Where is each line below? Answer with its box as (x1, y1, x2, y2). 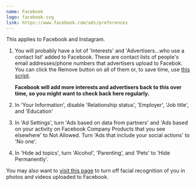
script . (14, 72, 31, 80)
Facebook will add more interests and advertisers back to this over (14, 84, 182, 91)
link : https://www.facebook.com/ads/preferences (6, 19, 128, 25)
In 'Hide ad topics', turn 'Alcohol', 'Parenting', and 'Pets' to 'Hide (14, 149, 170, 156)
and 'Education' (14, 107, 53, 115)
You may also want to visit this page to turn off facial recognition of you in (6, 167, 185, 174)
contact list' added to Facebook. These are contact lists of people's (14, 54, 179, 61)
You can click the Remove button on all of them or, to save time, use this (14, 66, 190, 73)
